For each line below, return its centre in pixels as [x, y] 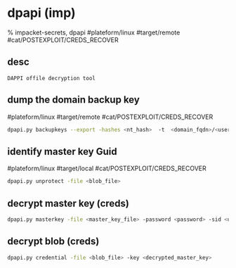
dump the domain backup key [74, 100]
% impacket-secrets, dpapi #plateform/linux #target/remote [94, 32]
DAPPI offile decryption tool [52, 78]
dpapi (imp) [41, 13]
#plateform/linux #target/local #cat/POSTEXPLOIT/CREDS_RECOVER [107, 168]
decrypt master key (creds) [68, 203]
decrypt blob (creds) [53, 242]
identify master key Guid [62, 152]
